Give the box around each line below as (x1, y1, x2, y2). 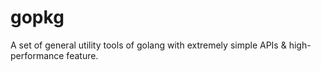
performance (10, 49, 65, 61)
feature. (66, 49, 99, 61)
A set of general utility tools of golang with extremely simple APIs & (10, 39, 287, 51)
